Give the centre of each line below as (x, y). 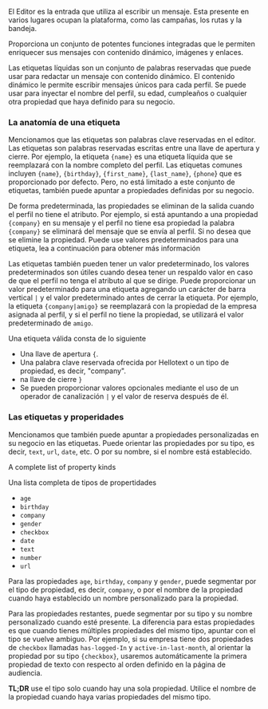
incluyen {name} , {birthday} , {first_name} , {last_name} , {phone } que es (125, 174)
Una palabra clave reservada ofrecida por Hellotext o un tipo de (124, 363)
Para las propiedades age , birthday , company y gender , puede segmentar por (132, 581)
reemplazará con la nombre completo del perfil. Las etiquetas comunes (126, 165)
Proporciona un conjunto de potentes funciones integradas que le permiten (132, 44)
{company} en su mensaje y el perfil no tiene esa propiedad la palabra (122, 223)
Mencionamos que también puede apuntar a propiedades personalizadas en (134, 435)
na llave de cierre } (51, 380)
